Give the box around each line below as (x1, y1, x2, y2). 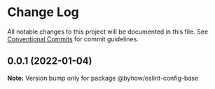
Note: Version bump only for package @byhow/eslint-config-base (7, 74, 199, 82)
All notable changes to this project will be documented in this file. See (7, 27, 209, 36)
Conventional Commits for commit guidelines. (7, 34, 139, 43)
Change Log (7, 4, 79, 20)
